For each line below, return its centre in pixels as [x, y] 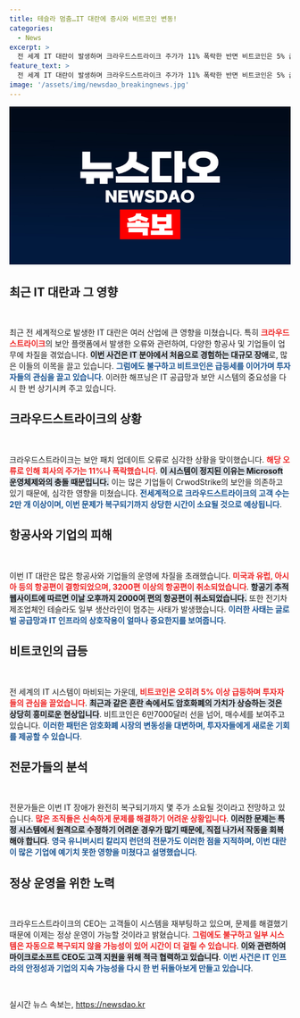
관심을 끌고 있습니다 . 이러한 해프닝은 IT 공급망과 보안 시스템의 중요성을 [155, 377]
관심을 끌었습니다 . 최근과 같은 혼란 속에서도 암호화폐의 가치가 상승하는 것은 [154, 703]
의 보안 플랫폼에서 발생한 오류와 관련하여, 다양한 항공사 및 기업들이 [161, 344]
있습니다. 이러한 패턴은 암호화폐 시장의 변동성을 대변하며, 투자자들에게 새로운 [142, 725]
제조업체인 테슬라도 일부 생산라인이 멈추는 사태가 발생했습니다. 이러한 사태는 [142, 609]
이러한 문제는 [254, 819]
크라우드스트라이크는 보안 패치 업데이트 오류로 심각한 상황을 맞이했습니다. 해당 [145, 459]
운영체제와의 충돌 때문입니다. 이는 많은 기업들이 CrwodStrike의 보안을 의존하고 [146, 481]
